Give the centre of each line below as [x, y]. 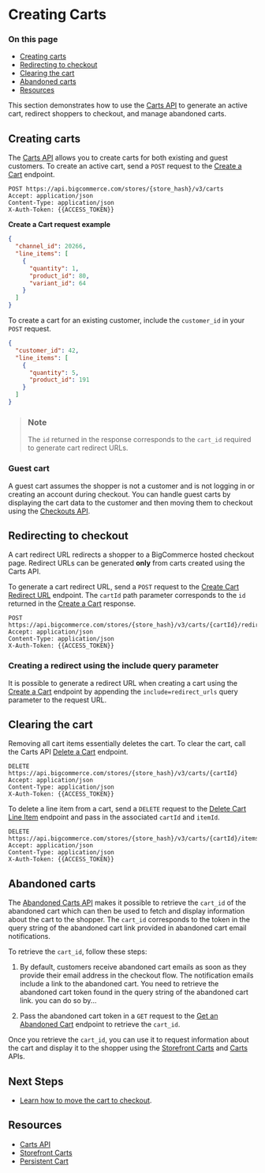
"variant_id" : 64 [58, 283]
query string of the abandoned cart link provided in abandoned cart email [127, 928]
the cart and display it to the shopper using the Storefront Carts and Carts [128, 1048]
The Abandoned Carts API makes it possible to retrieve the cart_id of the [127, 902]
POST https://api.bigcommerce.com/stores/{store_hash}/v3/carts [116, 189]
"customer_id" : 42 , [47, 350]
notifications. [30, 937]
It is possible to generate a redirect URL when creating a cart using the [123, 683]
